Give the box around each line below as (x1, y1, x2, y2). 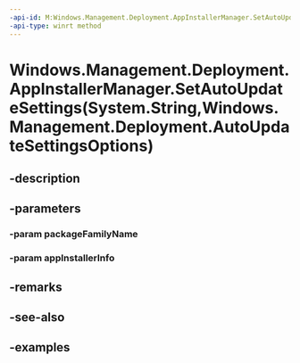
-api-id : (9, 12, 42, 22)
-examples (9, 340, 71, 355)
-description (9, 171, 80, 186)
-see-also (9, 309, 65, 326)
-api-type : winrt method (9, 21, 102, 30)
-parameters (9, 202, 81, 217)
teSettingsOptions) (9, 136, 154, 156)
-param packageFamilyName (9, 228, 138, 241)
